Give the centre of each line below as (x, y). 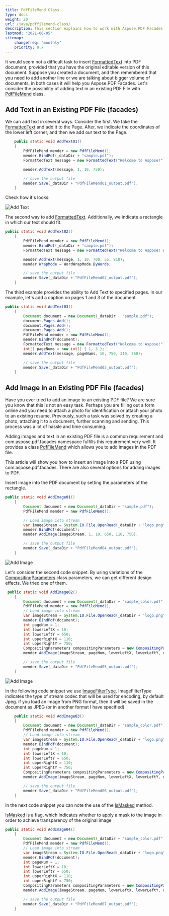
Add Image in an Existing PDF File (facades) (75, 387)
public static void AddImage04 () (40, 829)
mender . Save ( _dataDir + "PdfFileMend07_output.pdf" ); (81, 904)
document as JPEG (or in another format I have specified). (65, 707)
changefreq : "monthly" (38, 43)
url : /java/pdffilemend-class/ (38, 24)
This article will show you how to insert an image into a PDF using (73, 462)
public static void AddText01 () (48, 142)
